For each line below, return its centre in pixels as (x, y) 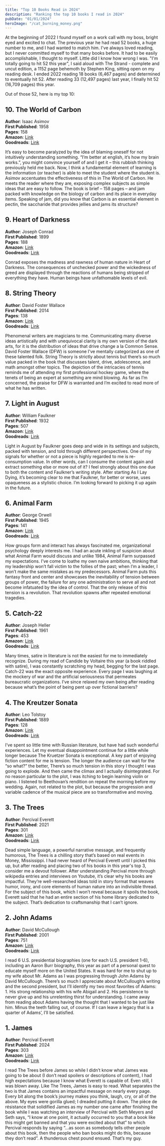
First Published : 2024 (28, 1045)
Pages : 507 (17, 426)
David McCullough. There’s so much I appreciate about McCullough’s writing (83, 981)
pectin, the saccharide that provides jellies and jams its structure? (72, 204)
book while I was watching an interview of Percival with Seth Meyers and (79, 1112)
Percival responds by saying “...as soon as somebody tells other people (78, 1128)
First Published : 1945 (27, 520)
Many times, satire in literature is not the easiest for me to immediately (76, 656)
